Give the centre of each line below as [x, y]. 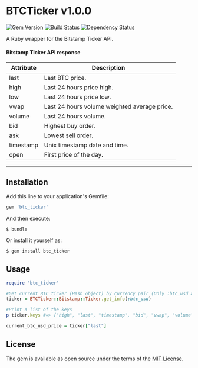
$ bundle [17, 229]
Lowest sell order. [69, 135]
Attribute [24, 68]
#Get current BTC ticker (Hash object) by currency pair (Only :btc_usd [97, 293]
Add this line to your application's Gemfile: [57, 196]
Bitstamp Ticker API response [43, 52]
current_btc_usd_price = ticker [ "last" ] [57, 326]
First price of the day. [73, 155]
